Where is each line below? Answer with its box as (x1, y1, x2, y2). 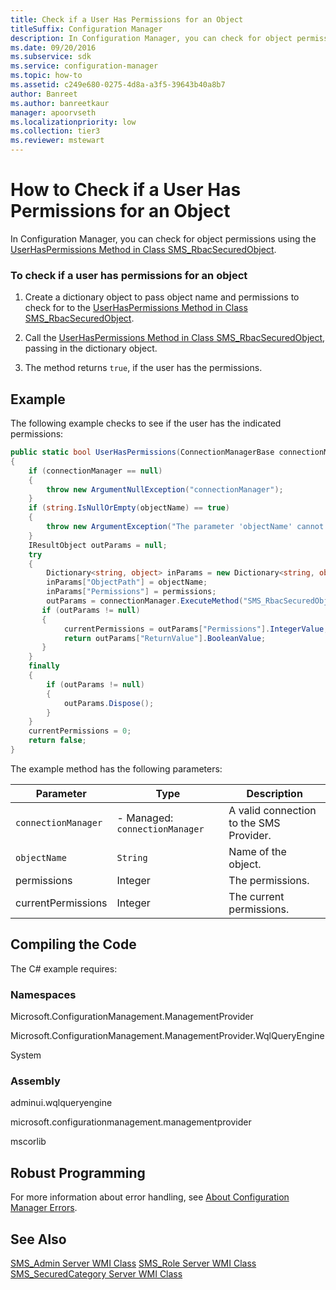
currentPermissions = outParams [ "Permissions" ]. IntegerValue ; (63, 624, 329, 634)
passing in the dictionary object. (24, 342, 158, 355)
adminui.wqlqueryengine (10, 1097, 113, 1109)
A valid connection (228, 803, 317, 817)
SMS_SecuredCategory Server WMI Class (10, 1267, 183, 1280)
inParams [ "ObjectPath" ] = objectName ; (46, 577, 208, 588)
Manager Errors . (10, 1202, 78, 1214)
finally (28, 661, 60, 671)
